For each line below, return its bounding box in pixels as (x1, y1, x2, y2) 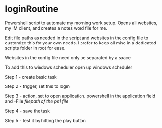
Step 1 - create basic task (5, 74, 57, 80)
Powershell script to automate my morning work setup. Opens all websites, (5, 20, 158, 26)
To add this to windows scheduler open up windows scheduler (5, 64, 132, 70)
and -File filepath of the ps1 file (5, 98, 69, 104)
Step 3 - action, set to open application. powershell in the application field (5, 93, 156, 99)
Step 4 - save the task (5, 108, 50, 114)
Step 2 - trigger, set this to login (5, 83, 70, 89)
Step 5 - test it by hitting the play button (5, 117, 86, 123)
